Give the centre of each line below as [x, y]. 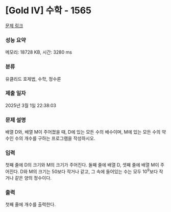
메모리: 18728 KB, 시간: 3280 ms [39, 52]
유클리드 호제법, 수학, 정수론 [33, 79]
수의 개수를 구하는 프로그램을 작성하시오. [55, 138]
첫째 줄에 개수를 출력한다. [31, 204]
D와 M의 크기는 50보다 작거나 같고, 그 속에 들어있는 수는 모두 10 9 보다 [89, 171]
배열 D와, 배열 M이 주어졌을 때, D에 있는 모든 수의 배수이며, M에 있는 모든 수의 [83, 132]
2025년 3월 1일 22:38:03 [31, 105]
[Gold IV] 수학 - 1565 [48, 10]
